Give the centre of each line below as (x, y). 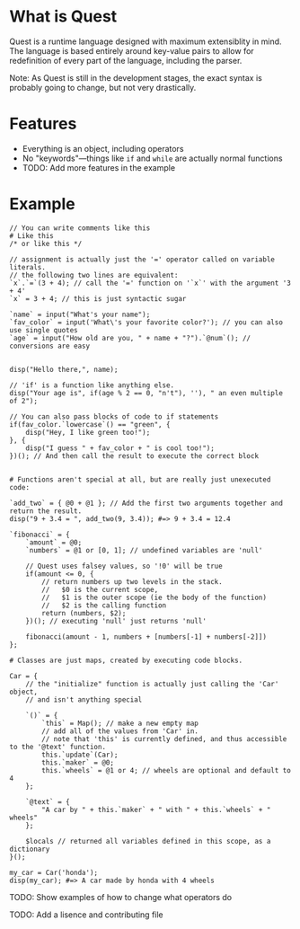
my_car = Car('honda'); (54, 872)
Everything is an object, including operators (103, 148)
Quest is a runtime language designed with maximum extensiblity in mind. (146, 41)
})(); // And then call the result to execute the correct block (134, 456)
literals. (28, 267)
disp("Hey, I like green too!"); (88, 432)
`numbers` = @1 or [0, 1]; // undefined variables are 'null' (144, 550)
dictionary (30, 849)
